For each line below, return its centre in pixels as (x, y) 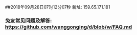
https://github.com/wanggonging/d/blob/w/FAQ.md (68, 27)
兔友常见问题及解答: (29, 21)
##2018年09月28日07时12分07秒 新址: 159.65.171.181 (57, 7)
